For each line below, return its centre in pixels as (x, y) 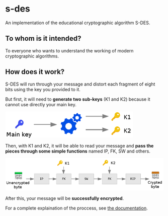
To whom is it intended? (43, 39)
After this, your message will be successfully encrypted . (65, 198)
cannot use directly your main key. (41, 104)
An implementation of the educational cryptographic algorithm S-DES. (78, 23)
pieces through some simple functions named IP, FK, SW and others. (78, 151)
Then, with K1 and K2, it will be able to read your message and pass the (79, 146)
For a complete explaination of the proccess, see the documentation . (76, 208)
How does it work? (35, 72)
